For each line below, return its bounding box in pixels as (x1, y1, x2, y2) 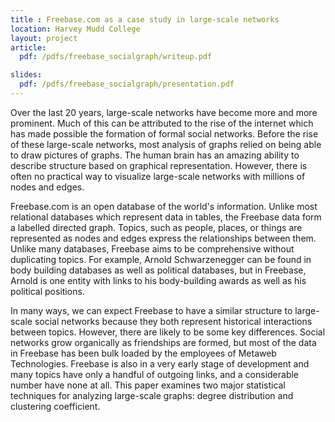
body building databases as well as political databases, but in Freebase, (10, 264, 307, 276)
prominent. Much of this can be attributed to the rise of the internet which (10, 117, 314, 129)
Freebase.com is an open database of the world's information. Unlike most (10, 200, 318, 212)
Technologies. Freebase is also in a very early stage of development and (10, 357, 310, 370)
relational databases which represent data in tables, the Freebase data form (10, 211, 322, 223)
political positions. (10, 285, 85, 297)
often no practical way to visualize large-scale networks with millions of (10, 170, 306, 182)
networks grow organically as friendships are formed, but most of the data (10, 336, 317, 348)
